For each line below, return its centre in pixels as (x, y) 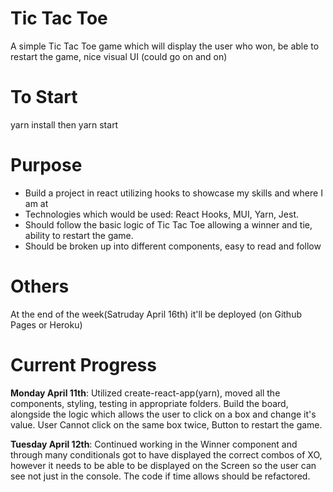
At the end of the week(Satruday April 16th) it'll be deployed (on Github (156, 314)
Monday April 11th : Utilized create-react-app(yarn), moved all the (145, 393)
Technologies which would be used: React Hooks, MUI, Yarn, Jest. (162, 214)
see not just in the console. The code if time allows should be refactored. (160, 476)
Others (40, 286)
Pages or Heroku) (46, 324)
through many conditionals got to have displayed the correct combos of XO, (166, 454)
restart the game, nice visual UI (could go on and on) (119, 56)
